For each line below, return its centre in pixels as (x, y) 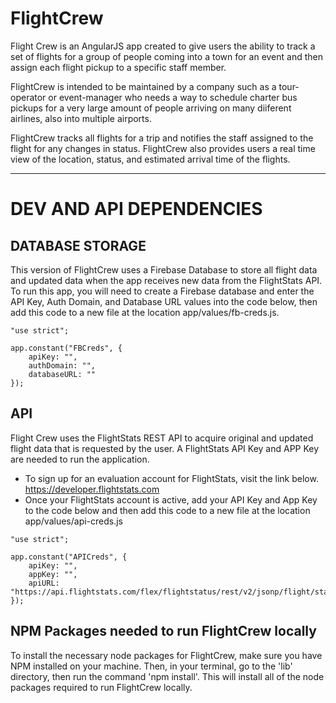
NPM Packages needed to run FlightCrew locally (163, 631)
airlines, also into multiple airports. (81, 118)
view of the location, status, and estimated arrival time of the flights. (150, 159)
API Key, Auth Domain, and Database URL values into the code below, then (164, 301)
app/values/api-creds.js (74, 521)
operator (28, 97)
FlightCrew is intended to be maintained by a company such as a (143, 86)
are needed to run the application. (80, 459)
